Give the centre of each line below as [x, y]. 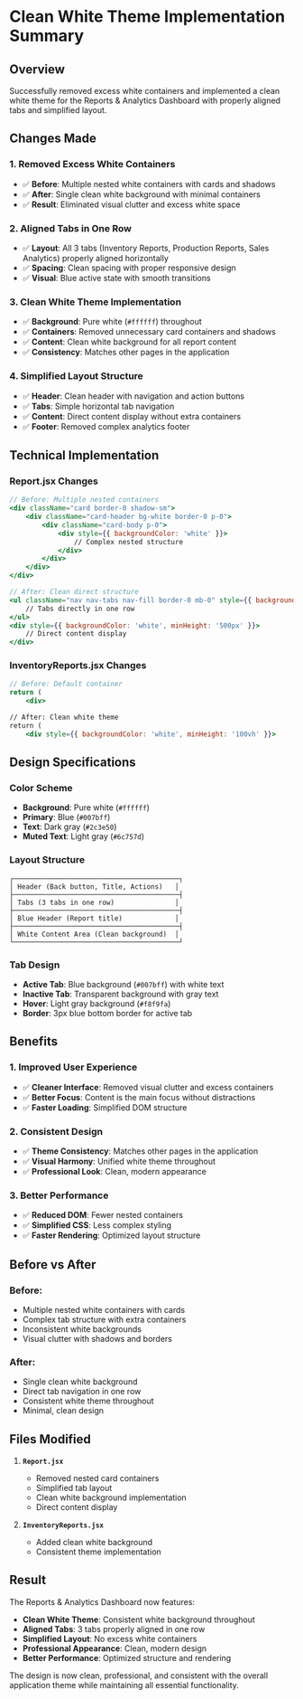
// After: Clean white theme [64, 717]
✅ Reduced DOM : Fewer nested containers [102, 1215]
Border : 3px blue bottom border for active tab [107, 1013]
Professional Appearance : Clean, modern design [115, 1648]
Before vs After [53, 1265]
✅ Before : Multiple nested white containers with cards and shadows [149, 184]
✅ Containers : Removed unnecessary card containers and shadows [149, 332]
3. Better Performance [59, 1195]
